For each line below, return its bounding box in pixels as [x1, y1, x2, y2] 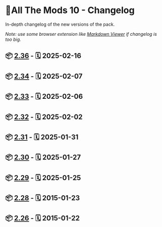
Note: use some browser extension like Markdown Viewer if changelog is [5, 31, 157, 37]
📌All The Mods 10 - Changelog [5, 5, 135, 16]
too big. [5, 36, 21, 42]
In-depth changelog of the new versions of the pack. [5, 21, 115, 27]
